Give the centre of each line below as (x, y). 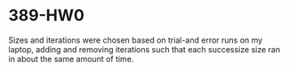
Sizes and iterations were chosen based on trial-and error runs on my (136, 40)
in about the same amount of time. (71, 59)
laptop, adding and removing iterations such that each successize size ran (144, 49)
